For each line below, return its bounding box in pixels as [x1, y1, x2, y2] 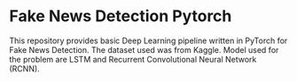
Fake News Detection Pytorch [9, 6, 232, 26]
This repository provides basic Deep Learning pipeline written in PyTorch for [9, 35, 288, 46]
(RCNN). [9, 63, 40, 74]
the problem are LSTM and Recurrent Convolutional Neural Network [9, 54, 257, 64]
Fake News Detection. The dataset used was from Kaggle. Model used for [9, 44, 279, 55]
